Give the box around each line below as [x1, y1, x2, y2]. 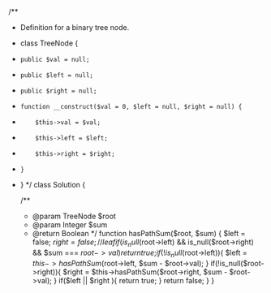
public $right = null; [19, 87, 97, 95]
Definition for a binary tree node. [19, 23, 130, 32]
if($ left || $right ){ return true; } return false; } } [58, 275, 215, 285]
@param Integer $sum [32, 220, 108, 230]
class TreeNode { [19, 38, 79, 48]
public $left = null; [19, 71, 93, 80]
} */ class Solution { [19, 180, 86, 189]
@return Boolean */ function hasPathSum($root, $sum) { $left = [32, 229, 246, 238]
